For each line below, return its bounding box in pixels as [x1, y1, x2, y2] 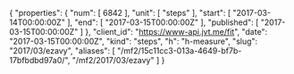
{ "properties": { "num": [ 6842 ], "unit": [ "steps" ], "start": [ [9, 8, 231, 18]
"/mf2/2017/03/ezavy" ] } [71, 55, 165, 65]
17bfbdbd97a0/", [9, 55, 71, 65]
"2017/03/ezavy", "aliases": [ [9, 45, 116, 56]
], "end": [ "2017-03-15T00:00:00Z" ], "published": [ [66, 17, 259, 28]
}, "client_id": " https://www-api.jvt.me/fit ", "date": [84, 27, 268, 37]
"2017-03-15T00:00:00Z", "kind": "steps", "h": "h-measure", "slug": [9, 36, 258, 46]
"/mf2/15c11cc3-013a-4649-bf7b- [117, 45, 242, 56]
